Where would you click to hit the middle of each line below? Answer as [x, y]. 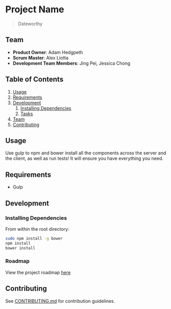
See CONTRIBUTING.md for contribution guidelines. [60, 301]
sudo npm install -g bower [34, 238]
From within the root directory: [37, 229]
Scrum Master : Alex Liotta [41, 58]
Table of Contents [35, 79]
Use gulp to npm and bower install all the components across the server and [86, 153]
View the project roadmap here [38, 272]
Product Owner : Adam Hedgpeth [48, 52]
